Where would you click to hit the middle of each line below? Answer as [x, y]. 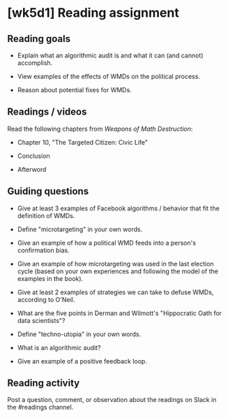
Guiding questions [48, 191]
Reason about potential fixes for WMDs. [75, 90]
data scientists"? [41, 320]
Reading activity [44, 383]
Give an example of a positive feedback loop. [82, 361]
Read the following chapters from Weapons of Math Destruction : [100, 129]
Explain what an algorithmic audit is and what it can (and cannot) [110, 55]
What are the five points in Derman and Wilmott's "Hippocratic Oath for [119, 313]
